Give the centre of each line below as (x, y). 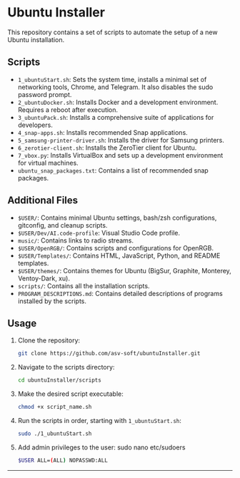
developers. (35, 125)
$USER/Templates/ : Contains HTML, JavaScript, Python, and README (119, 255)
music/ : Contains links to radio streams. (76, 240)
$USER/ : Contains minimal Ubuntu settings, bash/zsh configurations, (117, 218)
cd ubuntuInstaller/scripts (59, 380)
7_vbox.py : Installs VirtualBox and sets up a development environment (120, 155)
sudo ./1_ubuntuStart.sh (55, 434)
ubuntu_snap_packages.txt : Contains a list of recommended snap (113, 170)
